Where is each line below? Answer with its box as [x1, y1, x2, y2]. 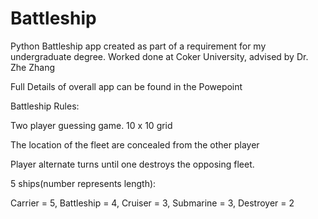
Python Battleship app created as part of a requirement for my [10, 40, 267, 52]
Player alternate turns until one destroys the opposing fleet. [10, 158, 255, 170]
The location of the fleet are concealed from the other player [10, 138, 260, 151]
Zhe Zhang [10, 61, 55, 73]
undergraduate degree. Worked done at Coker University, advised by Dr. [10, 50, 309, 62]
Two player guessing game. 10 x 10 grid [10, 119, 173, 131]
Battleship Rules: [10, 100, 80, 112]
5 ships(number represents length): [10, 177, 157, 189]
